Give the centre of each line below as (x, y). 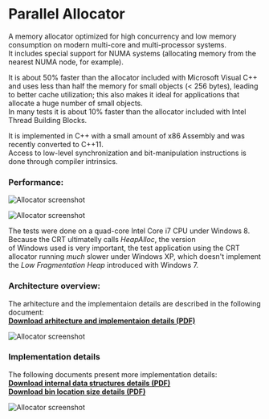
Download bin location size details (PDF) (77, 392)
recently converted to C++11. (56, 144)
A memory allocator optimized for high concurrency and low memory (122, 36)
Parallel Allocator (67, 14)
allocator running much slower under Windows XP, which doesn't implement (134, 257)
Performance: (36, 182)
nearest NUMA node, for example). (66, 62)
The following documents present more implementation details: (113, 374)
